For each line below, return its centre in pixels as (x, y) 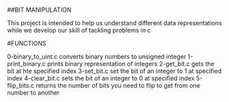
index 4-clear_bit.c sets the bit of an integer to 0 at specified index (101, 78)
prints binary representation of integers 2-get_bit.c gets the (131, 64)
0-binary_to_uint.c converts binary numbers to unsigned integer (97, 56)
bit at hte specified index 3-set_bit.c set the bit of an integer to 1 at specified (114, 71)
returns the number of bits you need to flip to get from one (118, 85)
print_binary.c (26, 64)
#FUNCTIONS (27, 43)
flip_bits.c (21, 85)
